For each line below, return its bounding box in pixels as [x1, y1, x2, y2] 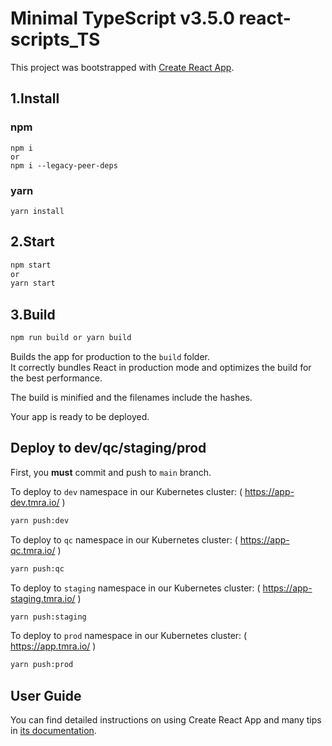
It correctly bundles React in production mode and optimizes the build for [10, 362, 312, 374]
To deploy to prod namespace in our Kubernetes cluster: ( [10, 630, 248, 642]
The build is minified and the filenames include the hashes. [10, 392, 253, 404]
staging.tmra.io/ [10, 592, 76, 604]
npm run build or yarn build [10, 333, 132, 343]
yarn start [10, 278, 56, 289]
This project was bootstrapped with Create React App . [10, 61, 235, 73]
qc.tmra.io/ [10, 544, 56, 556]
